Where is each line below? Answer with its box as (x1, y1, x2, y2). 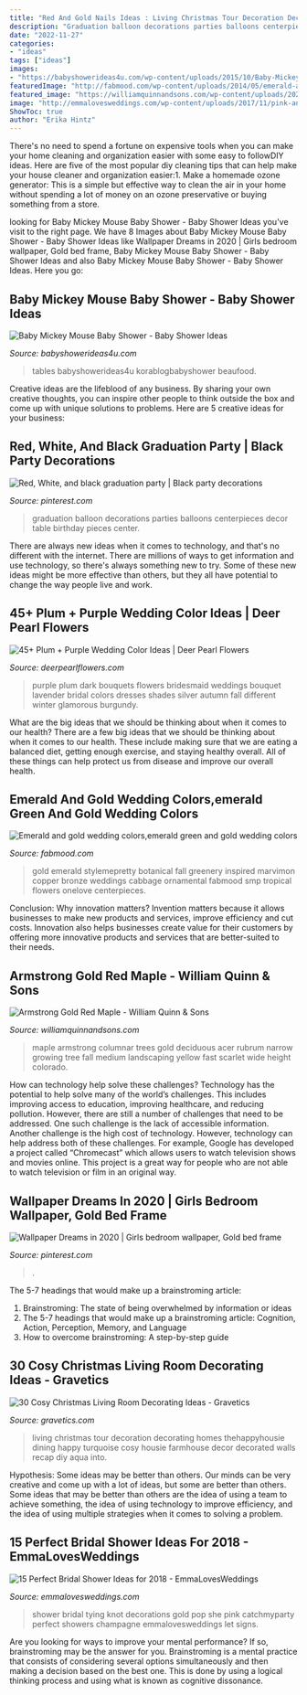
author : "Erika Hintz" (9, 115, 96, 124)
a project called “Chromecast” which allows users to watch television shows (9, 1147, 297, 1158)
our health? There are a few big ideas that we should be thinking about (9, 726, 276, 737)
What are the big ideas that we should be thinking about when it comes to (9, 717, 287, 728)
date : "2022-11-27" (9, 30, 84, 39)
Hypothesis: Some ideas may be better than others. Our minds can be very (9, 1469, 291, 1480)
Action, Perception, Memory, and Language (22, 1322, 187, 1333)
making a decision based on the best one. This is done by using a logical (9, 1665, 283, 1676)
